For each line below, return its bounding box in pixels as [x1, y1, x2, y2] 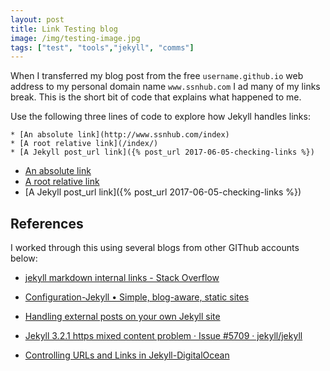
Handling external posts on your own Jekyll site [24, 311, 221, 323]
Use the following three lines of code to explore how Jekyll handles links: [10, 111, 311, 123]
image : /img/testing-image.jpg [10, 33, 141, 43]
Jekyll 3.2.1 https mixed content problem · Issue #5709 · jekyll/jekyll [24, 330, 303, 342]
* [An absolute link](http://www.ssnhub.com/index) [10, 130, 230, 140]
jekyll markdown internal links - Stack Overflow [24, 272, 220, 284]
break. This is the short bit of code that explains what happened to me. [10, 91, 302, 103]
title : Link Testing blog [10, 24, 118, 34]
